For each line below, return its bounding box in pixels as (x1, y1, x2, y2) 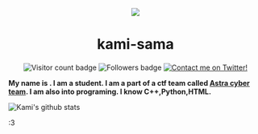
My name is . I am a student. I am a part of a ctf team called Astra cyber (8, 78, 250, 87)
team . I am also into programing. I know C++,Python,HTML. (8, 87, 212, 96)
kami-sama (96, 35, 175, 54)
